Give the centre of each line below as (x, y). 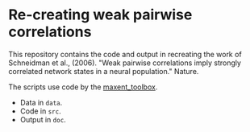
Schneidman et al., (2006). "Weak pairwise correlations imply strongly (125, 63)
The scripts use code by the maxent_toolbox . (83, 87)
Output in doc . (43, 119)
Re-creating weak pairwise (100, 15)
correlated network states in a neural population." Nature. (104, 71)
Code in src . (41, 111)
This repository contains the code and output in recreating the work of (125, 54)
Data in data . (41, 102)
